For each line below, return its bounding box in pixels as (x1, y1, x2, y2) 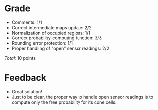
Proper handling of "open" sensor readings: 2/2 (11, 45, 110, 51)
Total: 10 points (4, 55, 36, 61)
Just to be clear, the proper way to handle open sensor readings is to (11, 94, 154, 100)
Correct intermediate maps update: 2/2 (11, 24, 92, 30)
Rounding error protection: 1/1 (11, 40, 73, 46)
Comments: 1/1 (11, 19, 42, 25)
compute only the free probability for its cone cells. (11, 99, 117, 105)
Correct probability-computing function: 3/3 (11, 35, 102, 41)
